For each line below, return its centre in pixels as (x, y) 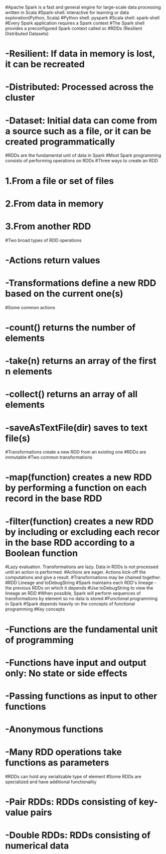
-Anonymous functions (54, 730)
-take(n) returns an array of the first (81, 361)
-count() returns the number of (71, 327)
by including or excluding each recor (83, 532)
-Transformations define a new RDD (81, 283)
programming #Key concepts (35, 609)
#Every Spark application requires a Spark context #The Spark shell (75, 23)
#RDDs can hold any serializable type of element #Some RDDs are (73, 777)
